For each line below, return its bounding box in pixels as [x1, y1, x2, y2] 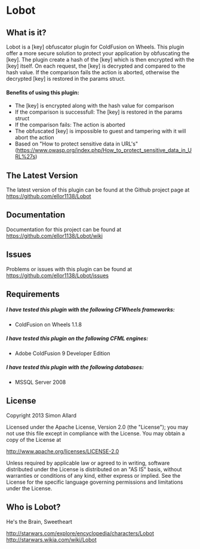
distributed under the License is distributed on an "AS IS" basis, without [6, 465, 182, 473]
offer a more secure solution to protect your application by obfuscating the [6, 50, 190, 57]
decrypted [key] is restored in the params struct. [6, 75, 125, 82]
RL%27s [14, 153, 36, 160]
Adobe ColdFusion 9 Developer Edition [14, 350, 110, 357]
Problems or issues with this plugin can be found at [6, 265, 133, 272]
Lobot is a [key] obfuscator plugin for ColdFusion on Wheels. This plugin [6, 43, 184, 50]
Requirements [6, 289, 60, 299]
